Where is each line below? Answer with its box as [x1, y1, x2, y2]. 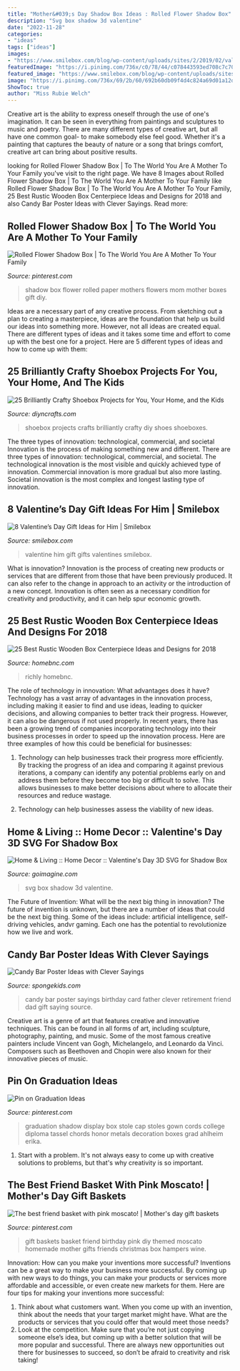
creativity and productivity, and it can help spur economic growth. [7, 594, 201, 603]
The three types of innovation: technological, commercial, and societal [7, 437, 215, 446]
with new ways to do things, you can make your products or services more [7, 1273, 227, 1282]
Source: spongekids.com [7, 981, 81, 990]
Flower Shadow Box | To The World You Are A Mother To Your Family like [7, 176, 222, 186]
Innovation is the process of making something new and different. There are [7, 444, 231, 453]
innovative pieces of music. [7, 1055, 88, 1063]
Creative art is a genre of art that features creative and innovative [7, 1017, 200, 1025]
